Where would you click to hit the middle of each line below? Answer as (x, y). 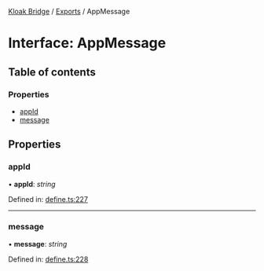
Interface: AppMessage (87, 43)
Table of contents (52, 72)
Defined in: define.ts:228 (48, 259)
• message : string (38, 244)
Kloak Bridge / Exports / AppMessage (69, 11)
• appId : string (32, 184)
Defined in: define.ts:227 (48, 199)
